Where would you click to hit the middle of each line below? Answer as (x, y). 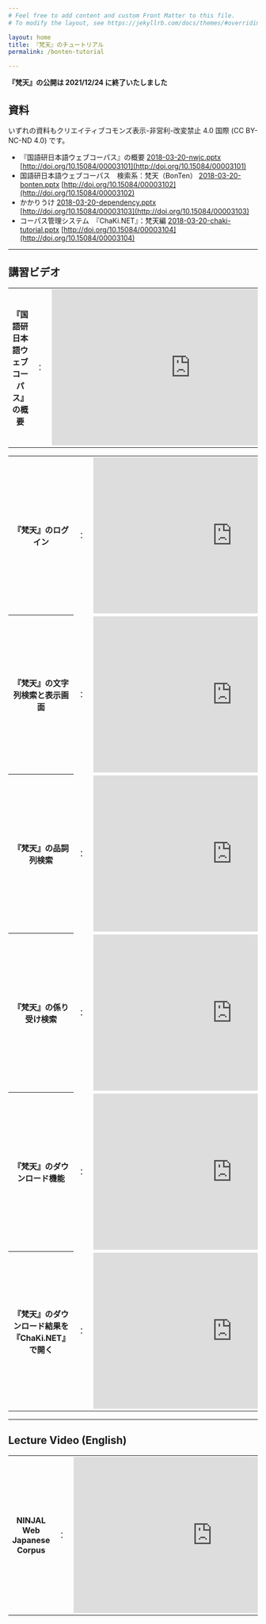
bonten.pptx (40, 184)
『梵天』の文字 (41, 684)
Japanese (31, 1541)
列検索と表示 (37, 695)
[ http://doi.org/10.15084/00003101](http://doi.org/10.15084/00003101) (133, 166)
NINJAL (31, 1521)
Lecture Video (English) (68, 1440)
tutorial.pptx (39, 229)
